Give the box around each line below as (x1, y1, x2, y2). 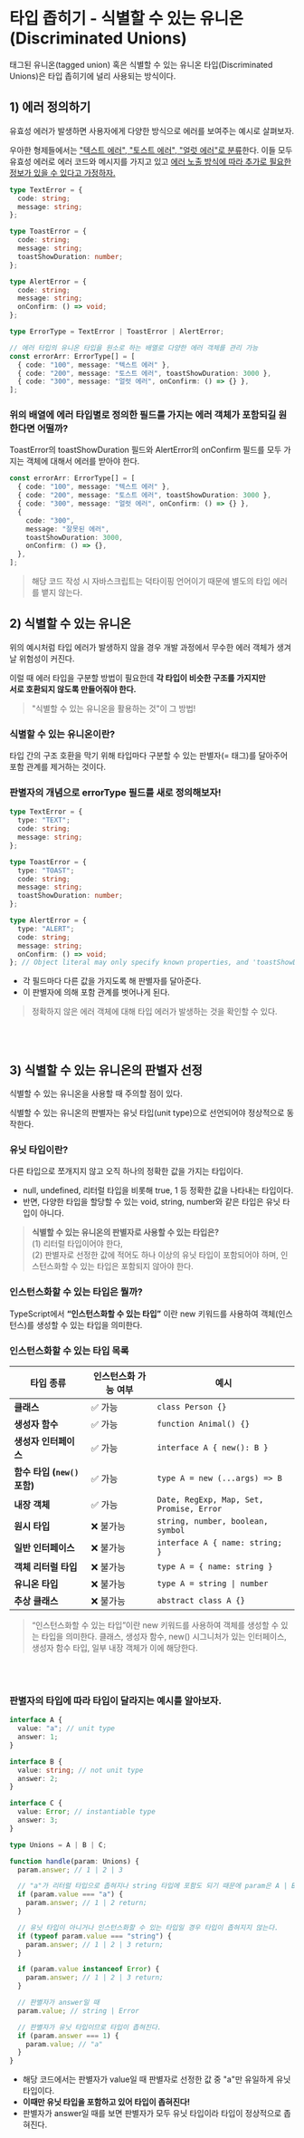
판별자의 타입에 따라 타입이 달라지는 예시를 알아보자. (9, 1694, 222, 1707)
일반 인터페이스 (14, 1542, 75, 1555)
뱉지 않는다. (41, 587, 83, 598)
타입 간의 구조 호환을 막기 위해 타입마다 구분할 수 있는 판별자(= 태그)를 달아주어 (9, 750, 288, 761)
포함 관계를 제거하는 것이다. (9, 762, 107, 773)
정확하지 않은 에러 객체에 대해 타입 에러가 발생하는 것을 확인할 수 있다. (31, 1006, 278, 1017)
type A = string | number (157, 1578, 269, 1589)
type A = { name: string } (157, 1562, 273, 1572)
